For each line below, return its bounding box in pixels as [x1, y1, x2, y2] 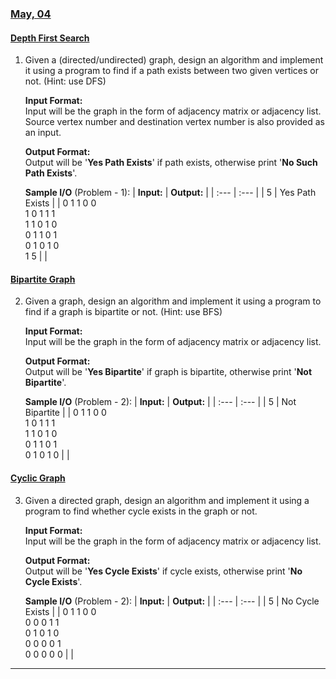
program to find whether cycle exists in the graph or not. [24, 505, 258, 517]
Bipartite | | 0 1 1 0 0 [24, 407, 107, 419]
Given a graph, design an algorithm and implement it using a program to [24, 295, 322, 307]
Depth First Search [10, 32, 90, 44]
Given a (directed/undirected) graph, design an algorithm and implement [24, 54, 324, 66]
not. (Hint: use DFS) [24, 75, 107, 87]
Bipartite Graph [10, 273, 76, 285]
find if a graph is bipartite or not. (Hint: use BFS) [24, 306, 223, 318]
